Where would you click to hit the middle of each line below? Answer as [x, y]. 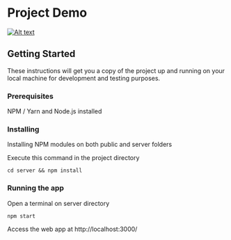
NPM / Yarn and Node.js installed [55, 111]
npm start [22, 216]
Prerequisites [30, 96]
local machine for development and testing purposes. [84, 78]
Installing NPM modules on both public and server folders [90, 145]
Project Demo [47, 13]
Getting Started [41, 54]
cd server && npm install [45, 171]
